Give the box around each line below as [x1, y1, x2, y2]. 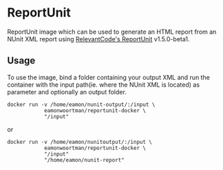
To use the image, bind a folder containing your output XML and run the [7, 73, 210, 81]
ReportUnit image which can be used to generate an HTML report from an [7, 28, 217, 36]
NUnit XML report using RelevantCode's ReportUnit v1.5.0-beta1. [7, 34, 190, 43]
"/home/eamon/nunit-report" [43, 156, 125, 163]
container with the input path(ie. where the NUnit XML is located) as [7, 81, 200, 89]
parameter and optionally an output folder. [7, 87, 127, 96]
